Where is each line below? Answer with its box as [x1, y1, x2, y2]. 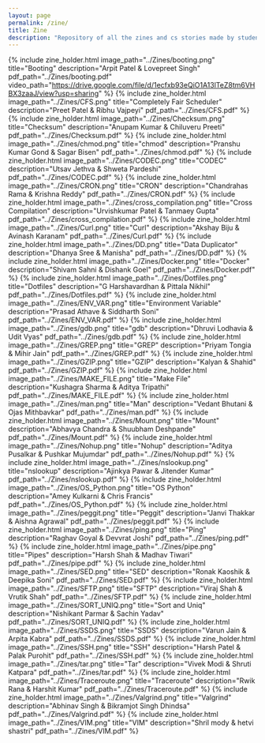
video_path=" [8, 81, 53, 90]
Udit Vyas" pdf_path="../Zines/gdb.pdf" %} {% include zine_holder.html [8, 332, 241, 342]
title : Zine [8, 26, 47, 34]
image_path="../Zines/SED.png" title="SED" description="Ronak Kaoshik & [8, 567, 251, 576]
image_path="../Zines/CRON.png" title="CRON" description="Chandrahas [8, 181, 248, 190]
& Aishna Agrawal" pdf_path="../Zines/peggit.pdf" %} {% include [8, 516, 219, 526]
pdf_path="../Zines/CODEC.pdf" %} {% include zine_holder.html [8, 173, 217, 182]
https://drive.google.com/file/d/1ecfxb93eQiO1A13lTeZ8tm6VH [51, 81, 256, 90]
